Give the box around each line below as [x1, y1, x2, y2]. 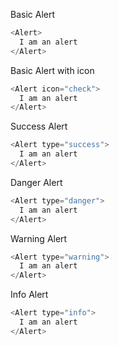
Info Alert [10, 289, 49, 301]
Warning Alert [10, 232, 68, 244]
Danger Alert [10, 176, 63, 188]
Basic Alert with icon [10, 64, 95, 76]
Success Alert [10, 120, 68, 133]
